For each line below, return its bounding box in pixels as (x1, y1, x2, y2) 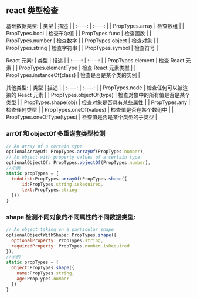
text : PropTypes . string (21, 187, 77, 193)
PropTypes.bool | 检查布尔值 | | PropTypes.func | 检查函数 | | (6, 29, 151, 36)
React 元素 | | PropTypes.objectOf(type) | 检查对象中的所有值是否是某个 (17, 91, 191, 98)
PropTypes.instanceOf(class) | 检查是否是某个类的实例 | (6, 71, 141, 78)
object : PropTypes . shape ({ (11, 265, 75, 271)
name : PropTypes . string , (16, 270, 75, 276)
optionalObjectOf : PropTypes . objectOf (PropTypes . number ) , (6, 159, 151, 166)
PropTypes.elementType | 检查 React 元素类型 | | (19, 64, 136, 71)
